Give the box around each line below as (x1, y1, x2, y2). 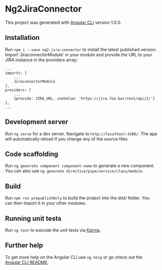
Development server (5, 118, 68, 126)
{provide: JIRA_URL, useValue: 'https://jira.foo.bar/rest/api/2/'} (14, 96, 155, 101)
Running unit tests (5, 214, 62, 222)
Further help (5, 241, 44, 250)
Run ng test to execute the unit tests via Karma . (5, 227, 101, 233)
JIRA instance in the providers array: (5, 57, 78, 63)
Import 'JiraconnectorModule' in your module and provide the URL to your (5, 52, 153, 57)
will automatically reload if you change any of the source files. (5, 136, 129, 142)
